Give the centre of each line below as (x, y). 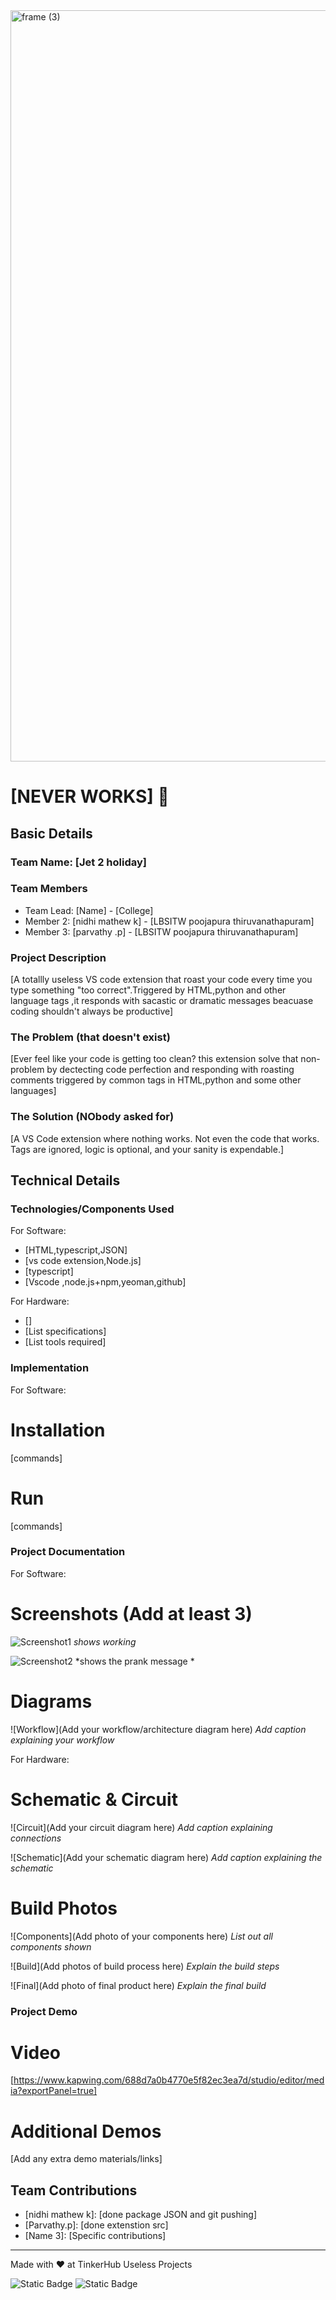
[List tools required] (65, 1342)
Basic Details (51, 833)
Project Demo (44, 2011)
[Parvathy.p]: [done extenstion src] (96, 2225)
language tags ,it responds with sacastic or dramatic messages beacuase (162, 1001)
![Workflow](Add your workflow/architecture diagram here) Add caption (158, 1729)
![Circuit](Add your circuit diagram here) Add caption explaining (141, 1827)
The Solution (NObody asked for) (92, 1117)
